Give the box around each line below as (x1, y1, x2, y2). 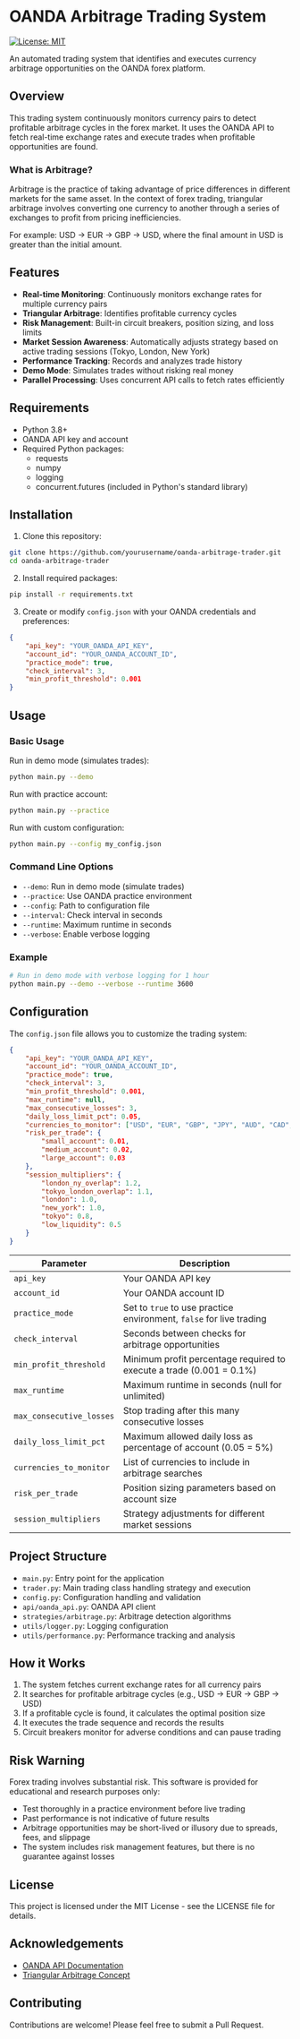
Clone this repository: (21, 531, 102, 542)
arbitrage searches (123, 1467, 203, 1479)
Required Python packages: (21, 443, 125, 454)
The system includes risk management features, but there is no (21, 1842, 255, 1853)
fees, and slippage (21, 1832, 91, 1843)
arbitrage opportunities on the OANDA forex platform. (9, 63, 205, 73)
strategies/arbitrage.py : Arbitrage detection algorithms (21, 1610, 232, 1622)
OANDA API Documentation (21, 1959, 124, 1971)
